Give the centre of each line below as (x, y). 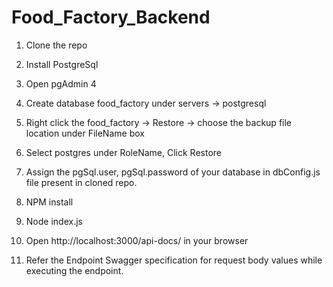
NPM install (49, 202)
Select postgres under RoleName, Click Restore (123, 152)
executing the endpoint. (74, 270)
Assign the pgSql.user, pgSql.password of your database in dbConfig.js (173, 172)
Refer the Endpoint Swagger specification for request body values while (174, 260)
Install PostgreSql (62, 64)
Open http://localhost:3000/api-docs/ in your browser (137, 240)
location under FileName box (85, 133)
